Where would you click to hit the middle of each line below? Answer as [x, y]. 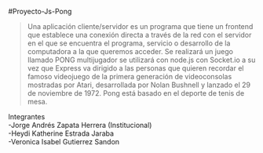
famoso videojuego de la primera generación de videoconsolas [130, 76]
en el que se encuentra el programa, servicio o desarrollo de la [129, 43]
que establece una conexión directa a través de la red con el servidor [139, 35]
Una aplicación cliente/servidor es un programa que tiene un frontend [140, 26]
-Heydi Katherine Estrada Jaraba [61, 133]
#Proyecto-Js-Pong [40, 11]
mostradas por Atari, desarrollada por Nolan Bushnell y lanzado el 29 [139, 85]
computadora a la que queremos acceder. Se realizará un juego [130, 51]
